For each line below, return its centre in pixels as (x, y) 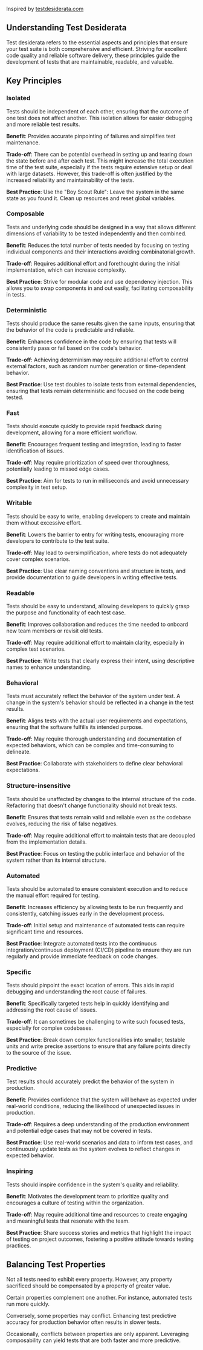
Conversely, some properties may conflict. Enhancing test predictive (91, 1315)
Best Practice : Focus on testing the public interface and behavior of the (95, 853)
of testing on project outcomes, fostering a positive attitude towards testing (100, 1239)
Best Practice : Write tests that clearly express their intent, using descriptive (101, 660)
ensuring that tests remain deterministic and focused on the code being (95, 391)
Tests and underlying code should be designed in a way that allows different (101, 227)
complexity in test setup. (37, 487)
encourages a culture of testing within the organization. (75, 1203)
